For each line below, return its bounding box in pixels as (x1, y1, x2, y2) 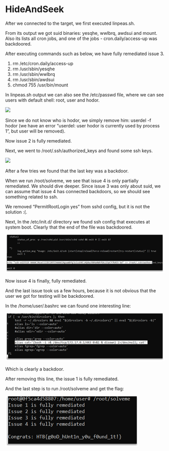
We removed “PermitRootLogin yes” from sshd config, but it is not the (5, 203, 150, 209)
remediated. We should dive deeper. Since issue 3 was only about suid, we (5, 183, 161, 189)
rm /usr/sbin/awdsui (12, 76, 54, 82)
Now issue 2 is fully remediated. (5, 138, 72, 144)
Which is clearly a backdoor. (5, 366, 65, 372)
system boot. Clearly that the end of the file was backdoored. (5, 224, 133, 230)
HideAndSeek (5, 4, 64, 15)
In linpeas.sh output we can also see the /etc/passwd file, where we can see (5, 92, 164, 98)
